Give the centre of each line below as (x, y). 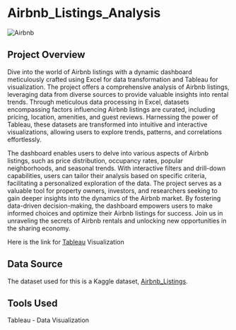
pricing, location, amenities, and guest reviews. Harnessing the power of (113, 117)
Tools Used (33, 303)
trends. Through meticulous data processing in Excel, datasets (98, 102)
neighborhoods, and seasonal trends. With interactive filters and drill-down (117, 168)
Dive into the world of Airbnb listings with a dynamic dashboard (100, 71)
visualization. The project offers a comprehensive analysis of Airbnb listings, (118, 87)
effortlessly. (25, 139)
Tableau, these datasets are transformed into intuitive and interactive (107, 124)
